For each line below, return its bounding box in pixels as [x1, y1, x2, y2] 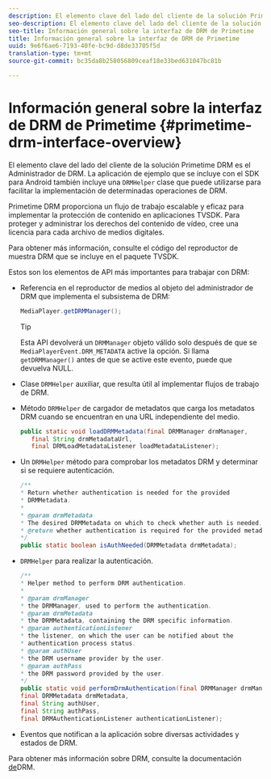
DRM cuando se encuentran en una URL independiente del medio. [19, 412, 240, 421]
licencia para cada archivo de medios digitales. [8, 227, 165, 237]
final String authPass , [19, 707, 101, 715]
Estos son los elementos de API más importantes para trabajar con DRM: [8, 267, 250, 277]
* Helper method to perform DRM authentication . [19, 579, 187, 587]
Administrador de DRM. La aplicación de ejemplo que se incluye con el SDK [8, 168, 260, 178]
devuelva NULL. [19, 363, 74, 373]
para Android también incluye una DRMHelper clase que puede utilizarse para [8, 177, 261, 187]
